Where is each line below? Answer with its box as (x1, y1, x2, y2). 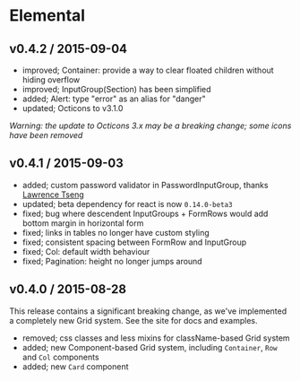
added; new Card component (21, 360, 129, 372)
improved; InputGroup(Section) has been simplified (21, 84, 212, 94)
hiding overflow (21, 74, 81, 85)
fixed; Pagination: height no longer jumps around (21, 255, 203, 266)
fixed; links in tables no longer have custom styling (21, 227, 210, 238)
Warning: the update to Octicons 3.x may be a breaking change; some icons (9, 120, 292, 131)
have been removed (9, 130, 83, 140)
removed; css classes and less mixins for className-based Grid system (21, 333, 290, 343)
